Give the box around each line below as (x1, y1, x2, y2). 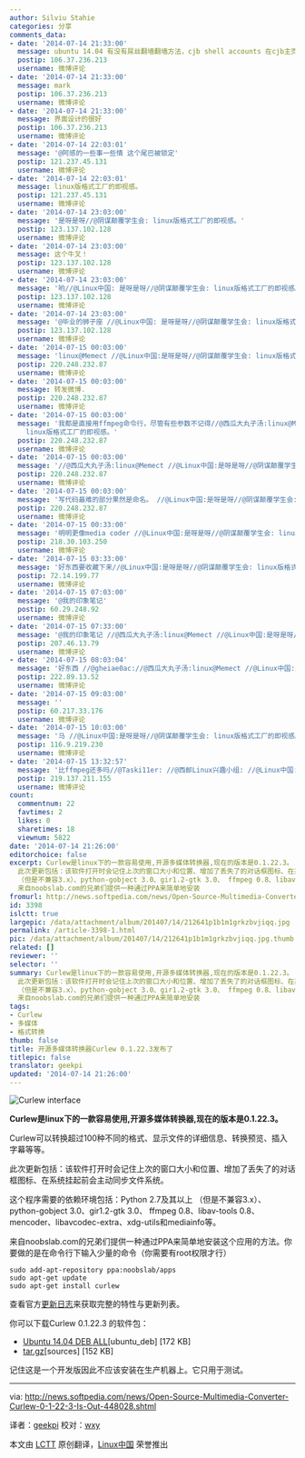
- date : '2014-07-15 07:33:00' (9, 622, 128, 631)
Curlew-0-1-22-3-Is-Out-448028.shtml (9, 1401, 157, 1412)
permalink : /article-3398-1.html (9, 926, 136, 935)
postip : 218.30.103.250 (17, 537, 107, 546)
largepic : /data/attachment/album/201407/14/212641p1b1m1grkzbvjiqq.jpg (9, 917, 290, 927)
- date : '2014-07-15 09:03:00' (9, 689, 128, 698)
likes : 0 (17, 816, 51, 825)
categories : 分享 (9, 22, 73, 31)
